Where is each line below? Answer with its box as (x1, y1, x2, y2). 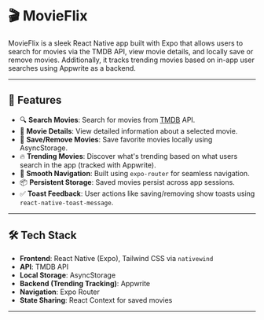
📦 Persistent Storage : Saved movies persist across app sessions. (19, 177, 236, 186)
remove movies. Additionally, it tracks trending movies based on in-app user (8, 55, 255, 64)
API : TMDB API (19, 262, 69, 271)
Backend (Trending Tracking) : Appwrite (19, 278, 151, 288)
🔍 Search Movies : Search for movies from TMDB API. (19, 115, 196, 124)
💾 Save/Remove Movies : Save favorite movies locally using (19, 134, 213, 144)
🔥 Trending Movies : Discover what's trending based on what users (19, 151, 238, 160)
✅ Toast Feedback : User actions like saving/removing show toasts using (19, 189, 255, 198)
